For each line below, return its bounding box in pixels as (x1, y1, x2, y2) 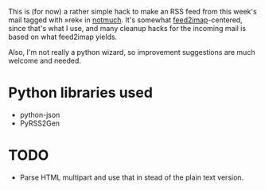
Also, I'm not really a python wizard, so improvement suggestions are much (8, 48, 255, 56)
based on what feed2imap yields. (8, 32, 118, 41)
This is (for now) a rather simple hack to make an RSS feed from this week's (8, 7, 257, 16)
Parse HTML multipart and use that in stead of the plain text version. (19, 173, 244, 182)
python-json (19, 110, 60, 119)
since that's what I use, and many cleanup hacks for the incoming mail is (8, 24, 247, 33)
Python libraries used (8, 83, 154, 102)
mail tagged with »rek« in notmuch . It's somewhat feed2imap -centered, (8, 15, 243, 25)
